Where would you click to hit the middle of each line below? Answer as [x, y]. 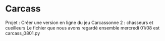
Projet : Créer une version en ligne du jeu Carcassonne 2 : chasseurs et [79, 22]
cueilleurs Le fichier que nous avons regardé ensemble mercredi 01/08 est [82, 27]
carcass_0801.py [23, 33]
